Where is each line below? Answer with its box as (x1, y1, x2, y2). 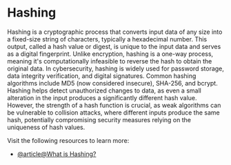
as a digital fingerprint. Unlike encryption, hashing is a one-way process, (7, 50, 214, 58)
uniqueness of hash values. (7, 123, 86, 131)
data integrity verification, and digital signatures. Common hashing (7, 71, 197, 80)
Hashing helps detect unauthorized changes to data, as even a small (7, 86, 201, 95)
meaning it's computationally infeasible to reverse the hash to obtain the (7, 57, 212, 65)
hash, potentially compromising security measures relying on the (7, 115, 192, 124)
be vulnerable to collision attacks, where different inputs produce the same (7, 108, 220, 117)
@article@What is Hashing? (17, 150, 97, 158)
